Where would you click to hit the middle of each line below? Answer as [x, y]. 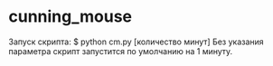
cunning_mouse [71, 17]
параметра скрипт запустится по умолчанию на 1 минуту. [121, 51]
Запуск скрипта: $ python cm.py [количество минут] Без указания [136, 42]
